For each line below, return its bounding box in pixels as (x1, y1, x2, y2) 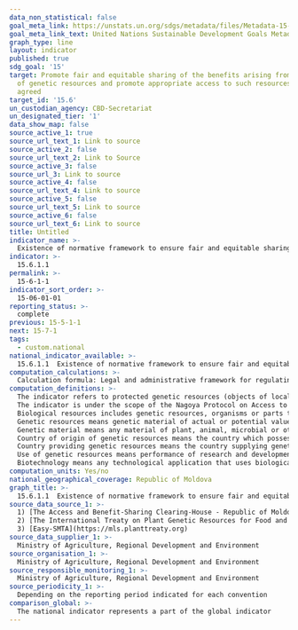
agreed (17, 87, 42, 96)
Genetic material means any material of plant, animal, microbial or (17, 425, 279, 435)
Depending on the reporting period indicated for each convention (17, 591, 268, 600)
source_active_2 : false (9, 145, 98, 154)
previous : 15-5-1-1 (9, 319, 82, 327)
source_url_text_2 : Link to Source (9, 153, 141, 162)
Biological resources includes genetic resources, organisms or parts (17, 409, 284, 418)
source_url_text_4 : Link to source (9, 186, 141, 195)
